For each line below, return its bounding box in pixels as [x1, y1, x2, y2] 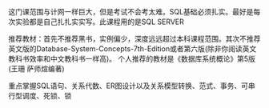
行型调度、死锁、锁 [8, 91, 72, 100]
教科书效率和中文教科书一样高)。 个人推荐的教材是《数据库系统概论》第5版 [8, 54, 256, 63]
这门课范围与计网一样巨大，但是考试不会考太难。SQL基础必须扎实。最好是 [8, 7, 254, 16]
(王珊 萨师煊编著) [8, 64, 66, 74]
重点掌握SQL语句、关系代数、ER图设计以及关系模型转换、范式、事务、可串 [8, 81, 256, 90]
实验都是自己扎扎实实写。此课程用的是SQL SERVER [14, 17, 184, 26]
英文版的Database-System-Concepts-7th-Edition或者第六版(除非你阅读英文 [8, 44, 257, 54]
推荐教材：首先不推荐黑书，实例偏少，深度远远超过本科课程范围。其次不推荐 [8, 34, 261, 43]
